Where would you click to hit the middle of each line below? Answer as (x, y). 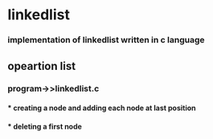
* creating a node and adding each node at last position (102, 108)
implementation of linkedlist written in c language (106, 40)
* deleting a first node (45, 126)
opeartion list (42, 66)
